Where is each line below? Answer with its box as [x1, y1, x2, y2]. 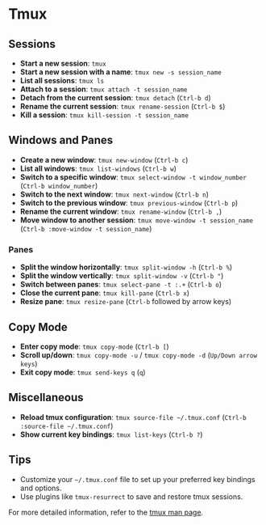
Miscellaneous [8, 391, 84, 404]
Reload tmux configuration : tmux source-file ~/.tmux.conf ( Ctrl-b [19, 412, 247, 421]
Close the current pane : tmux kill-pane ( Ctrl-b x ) [19, 288, 189, 298]
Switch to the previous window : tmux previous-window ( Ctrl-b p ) [19, 197, 239, 207]
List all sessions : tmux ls [19, 76, 105, 85]
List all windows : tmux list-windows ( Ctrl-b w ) [19, 163, 177, 173]
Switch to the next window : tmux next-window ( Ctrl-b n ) [19, 189, 210, 199]
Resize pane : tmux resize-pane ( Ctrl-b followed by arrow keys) [19, 297, 232, 307]
